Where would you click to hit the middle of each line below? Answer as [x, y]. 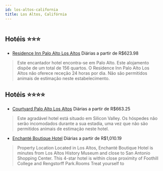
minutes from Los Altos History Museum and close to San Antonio [84, 153]
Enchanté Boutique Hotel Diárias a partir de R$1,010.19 [67, 139]
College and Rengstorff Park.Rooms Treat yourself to [70, 164]
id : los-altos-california [31, 10]
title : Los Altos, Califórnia [36, 14]
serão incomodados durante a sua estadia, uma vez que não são [82, 124]
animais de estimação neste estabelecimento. [63, 79]
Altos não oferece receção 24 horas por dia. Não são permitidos [82, 73]
